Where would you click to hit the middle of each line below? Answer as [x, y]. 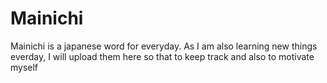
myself [24, 67]
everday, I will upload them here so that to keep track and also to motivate [162, 56]
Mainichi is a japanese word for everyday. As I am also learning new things [164, 46]
